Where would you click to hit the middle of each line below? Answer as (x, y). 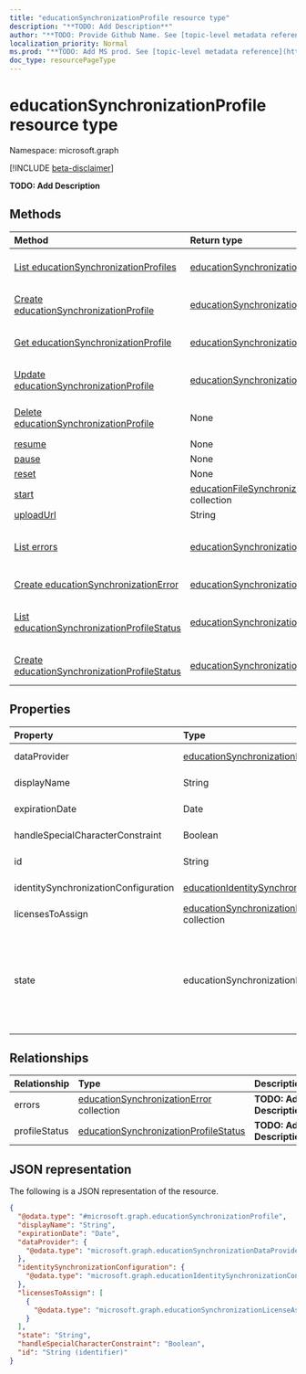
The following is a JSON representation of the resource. (114, 1191)
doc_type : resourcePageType (63, 60)
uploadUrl (35, 514)
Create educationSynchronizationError (97, 584)
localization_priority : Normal (69, 43)
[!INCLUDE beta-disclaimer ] (61, 168)
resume (31, 444)
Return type (216, 240)
